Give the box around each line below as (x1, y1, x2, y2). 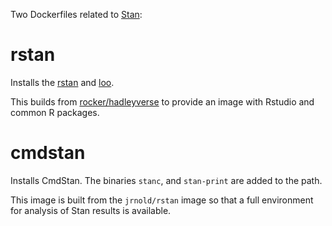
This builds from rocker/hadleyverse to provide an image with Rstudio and (10, 95, 315, 108)
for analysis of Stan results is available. (10, 204, 172, 216)
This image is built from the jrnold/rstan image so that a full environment (10, 194, 314, 206)
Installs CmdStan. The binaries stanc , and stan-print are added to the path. (10, 174, 323, 186)
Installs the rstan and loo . (10, 76, 115, 88)
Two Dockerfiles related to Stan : (10, 9, 143, 20)
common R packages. (10, 106, 100, 118)
